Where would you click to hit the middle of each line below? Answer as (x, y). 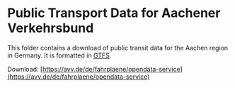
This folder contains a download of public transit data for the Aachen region (118, 48)
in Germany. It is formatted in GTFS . (59, 55)
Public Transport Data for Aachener (114, 13)
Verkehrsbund (51, 28)
